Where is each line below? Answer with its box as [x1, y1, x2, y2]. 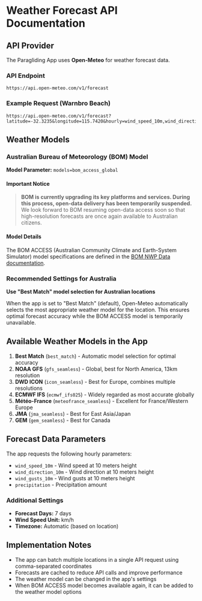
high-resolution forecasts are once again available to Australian [20, 212, 178, 220]
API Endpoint [6, 71, 45, 80]
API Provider [6, 40, 54, 51]
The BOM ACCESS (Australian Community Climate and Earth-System [6, 246, 177, 253]
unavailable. [6, 319, 36, 326]
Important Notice [6, 180, 50, 187]
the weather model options [14, 588, 82, 595]
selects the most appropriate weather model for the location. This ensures [6, 306, 190, 313]
